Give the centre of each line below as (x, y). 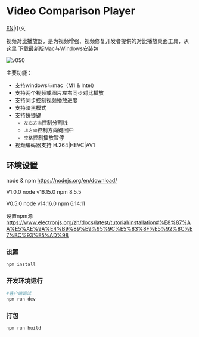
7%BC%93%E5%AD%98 (38, 235)
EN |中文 (16, 28)
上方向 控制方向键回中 (49, 130)
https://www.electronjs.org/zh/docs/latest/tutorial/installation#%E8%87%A (99, 222)
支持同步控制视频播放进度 (46, 100)
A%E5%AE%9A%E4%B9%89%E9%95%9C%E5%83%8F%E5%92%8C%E (99, 228)
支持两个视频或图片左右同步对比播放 (59, 92)
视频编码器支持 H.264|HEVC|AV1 (55, 145)
